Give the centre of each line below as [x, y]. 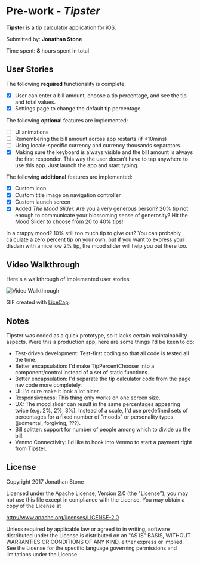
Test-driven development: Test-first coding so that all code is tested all [102, 353]
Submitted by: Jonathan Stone [44, 39]
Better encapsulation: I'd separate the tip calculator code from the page [103, 379]
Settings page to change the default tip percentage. [78, 108]
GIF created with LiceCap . [38, 302]
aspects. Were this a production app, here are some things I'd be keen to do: [100, 342]
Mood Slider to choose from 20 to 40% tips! [69, 221]
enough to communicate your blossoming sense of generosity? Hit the [101, 216]
